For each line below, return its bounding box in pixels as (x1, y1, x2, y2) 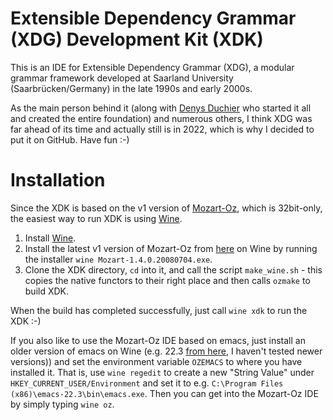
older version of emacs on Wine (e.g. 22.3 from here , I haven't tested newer (10, 345, 323, 357)
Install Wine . (24, 232, 77, 244)
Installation (10, 169, 106, 192)
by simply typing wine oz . (10, 398, 115, 410)
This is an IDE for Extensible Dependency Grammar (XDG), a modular (10, 61, 295, 73)
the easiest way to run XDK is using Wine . (10, 212, 183, 224)
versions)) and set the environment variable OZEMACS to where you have (10, 355, 303, 367)
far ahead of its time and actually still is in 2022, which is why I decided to (10, 123, 315, 135)
